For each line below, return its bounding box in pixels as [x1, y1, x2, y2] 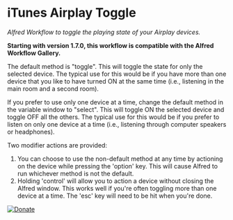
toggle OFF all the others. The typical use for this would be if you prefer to [7, 113, 220, 121]
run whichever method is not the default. [17, 169, 134, 178]
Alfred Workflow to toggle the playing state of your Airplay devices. [7, 28, 201, 36]
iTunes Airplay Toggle [7, 5, 137, 21]
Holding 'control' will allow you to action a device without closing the [17, 176, 214, 185]
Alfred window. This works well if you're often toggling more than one [17, 184, 217, 192]
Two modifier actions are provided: [7, 141, 108, 149]
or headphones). [7, 127, 55, 136]
